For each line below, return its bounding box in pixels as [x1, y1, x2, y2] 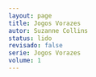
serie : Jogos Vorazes [8, 49, 81, 57]
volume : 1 [8, 57, 42, 65]
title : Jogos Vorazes [8, 19, 81, 27]
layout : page [8, 11, 52, 20]
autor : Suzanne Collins [8, 26, 89, 34]
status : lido [8, 34, 52, 43]
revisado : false [8, 42, 63, 50]
